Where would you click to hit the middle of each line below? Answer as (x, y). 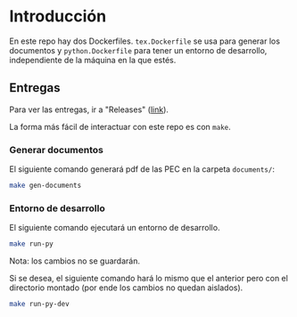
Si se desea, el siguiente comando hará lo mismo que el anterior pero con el (148, 279)
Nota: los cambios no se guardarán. (75, 261)
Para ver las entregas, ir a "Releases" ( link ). (89, 110)
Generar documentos (57, 150)
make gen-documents (45, 186)
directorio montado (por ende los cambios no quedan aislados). (126, 288)
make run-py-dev (39, 305)
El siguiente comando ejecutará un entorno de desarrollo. (115, 228)
